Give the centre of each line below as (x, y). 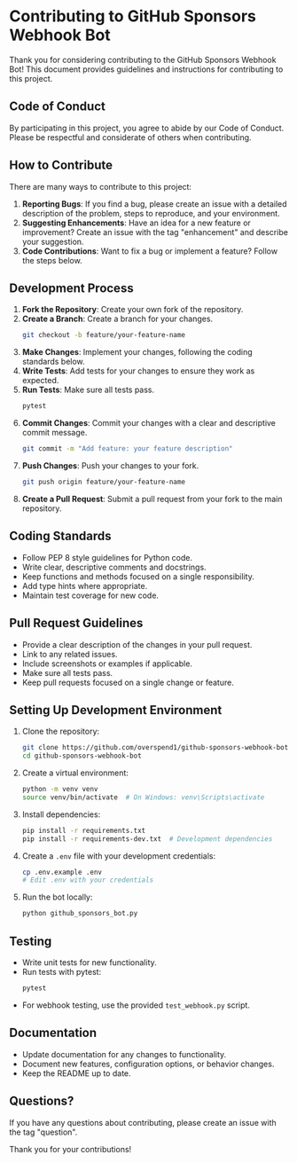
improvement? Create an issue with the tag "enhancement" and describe (155, 232)
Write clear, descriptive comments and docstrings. (114, 567)
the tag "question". (43, 1132)
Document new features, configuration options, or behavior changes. (148, 1064)
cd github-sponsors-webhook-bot (82, 756)
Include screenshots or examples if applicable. (107, 664)
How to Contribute (61, 165)
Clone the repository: (61, 731)
